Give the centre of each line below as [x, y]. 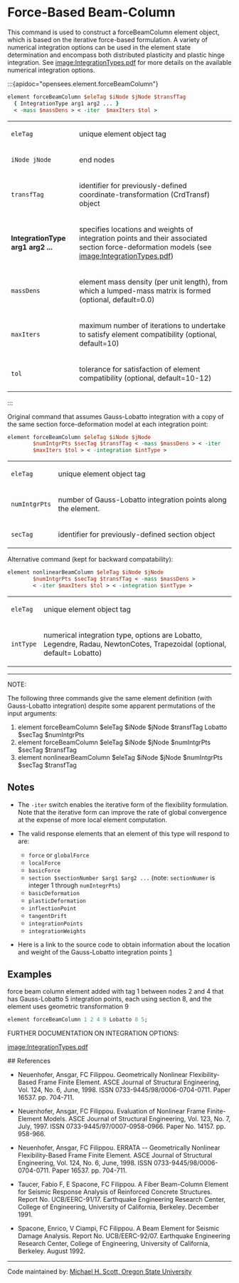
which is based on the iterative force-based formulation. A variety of [107, 39]
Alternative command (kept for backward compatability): [90, 560]
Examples [30, 975]
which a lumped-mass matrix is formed [145, 291]
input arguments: [32, 713]
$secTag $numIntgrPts [51, 734]
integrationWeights [57, 931]
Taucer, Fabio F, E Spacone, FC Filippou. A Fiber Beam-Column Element [123, 1185]
